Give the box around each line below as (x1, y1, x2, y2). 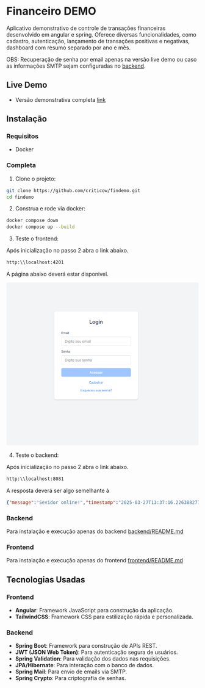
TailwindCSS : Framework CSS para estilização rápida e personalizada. (15, 613, 193, 620)
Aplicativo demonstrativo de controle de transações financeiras (6, 24, 166, 32)
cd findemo (6, 194, 34, 200)
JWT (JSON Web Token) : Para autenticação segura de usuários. (15, 648, 178, 656)
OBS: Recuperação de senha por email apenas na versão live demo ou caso (6, 56, 197, 63)
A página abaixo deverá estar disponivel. (6, 270, 109, 278)
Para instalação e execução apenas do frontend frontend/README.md (6, 557, 183, 564)
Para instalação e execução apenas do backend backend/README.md (6, 528, 184, 535)
